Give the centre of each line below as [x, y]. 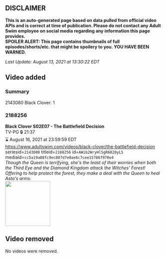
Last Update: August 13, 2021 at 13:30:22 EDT [52, 61]
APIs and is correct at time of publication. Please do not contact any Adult [83, 25]
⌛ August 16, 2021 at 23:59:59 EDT [41, 139]
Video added [25, 78]
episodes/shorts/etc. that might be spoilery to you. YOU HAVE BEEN [77, 46]
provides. [15, 36]
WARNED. [16, 52]
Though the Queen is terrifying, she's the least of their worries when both [81, 162]
